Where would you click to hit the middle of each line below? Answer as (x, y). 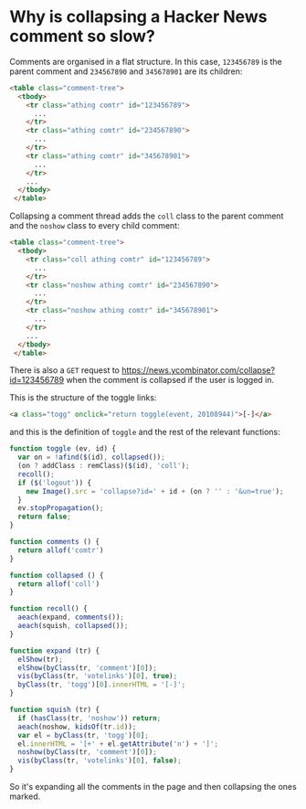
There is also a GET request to (65, 370)
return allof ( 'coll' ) (59, 584)
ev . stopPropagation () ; (61, 508)
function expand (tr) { (55, 651)
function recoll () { (49, 609)
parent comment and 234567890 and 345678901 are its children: (126, 71)
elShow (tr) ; (41, 659)
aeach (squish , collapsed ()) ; (73, 626)
